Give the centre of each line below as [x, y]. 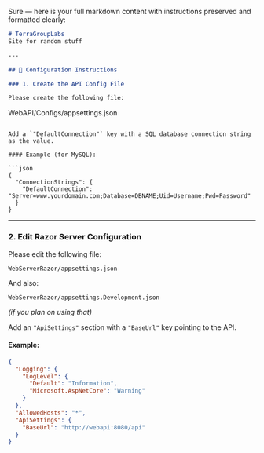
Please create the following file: [66, 98]
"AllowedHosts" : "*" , [51, 413]
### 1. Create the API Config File [66, 84]
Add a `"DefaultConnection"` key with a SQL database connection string [130, 134]
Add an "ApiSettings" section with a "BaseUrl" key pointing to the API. [123, 327]
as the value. [31, 141]
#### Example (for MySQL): [52, 155]
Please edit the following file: [55, 254]
